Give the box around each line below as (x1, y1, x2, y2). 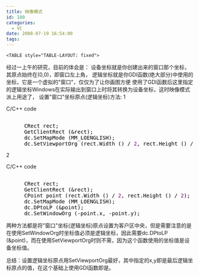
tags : (6, 36, 20, 42)
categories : (6, 20, 36, 26)
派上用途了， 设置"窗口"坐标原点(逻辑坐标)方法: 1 (6, 93, 126, 100)
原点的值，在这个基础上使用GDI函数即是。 (11, 265, 115, 271)
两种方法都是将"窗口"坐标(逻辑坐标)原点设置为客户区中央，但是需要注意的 (6, 222, 187, 229)
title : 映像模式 (6, 8, 43, 15)
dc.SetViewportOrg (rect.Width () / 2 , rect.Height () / (24, 141, 194, 147)
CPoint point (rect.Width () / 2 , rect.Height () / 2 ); (24, 192, 191, 199)
